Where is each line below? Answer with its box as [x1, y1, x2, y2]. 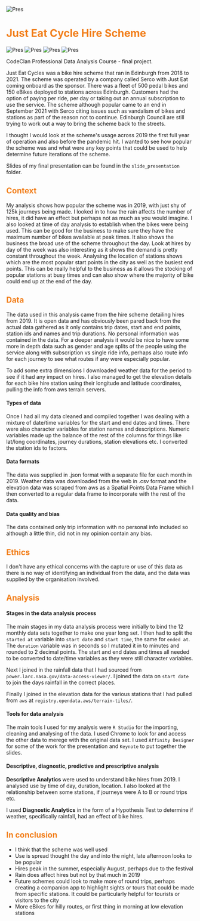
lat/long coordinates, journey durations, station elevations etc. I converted [6, 438, 188, 445]
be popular [14, 858, 42, 866]
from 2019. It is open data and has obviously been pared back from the [6, 317, 181, 324]
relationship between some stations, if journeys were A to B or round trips [6, 788, 187, 796]
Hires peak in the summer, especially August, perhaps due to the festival [14, 865, 193, 872]
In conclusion [6, 830, 58, 840]
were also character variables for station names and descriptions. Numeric [6, 425, 190, 432]
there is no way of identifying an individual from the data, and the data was [6, 569, 190, 576]
